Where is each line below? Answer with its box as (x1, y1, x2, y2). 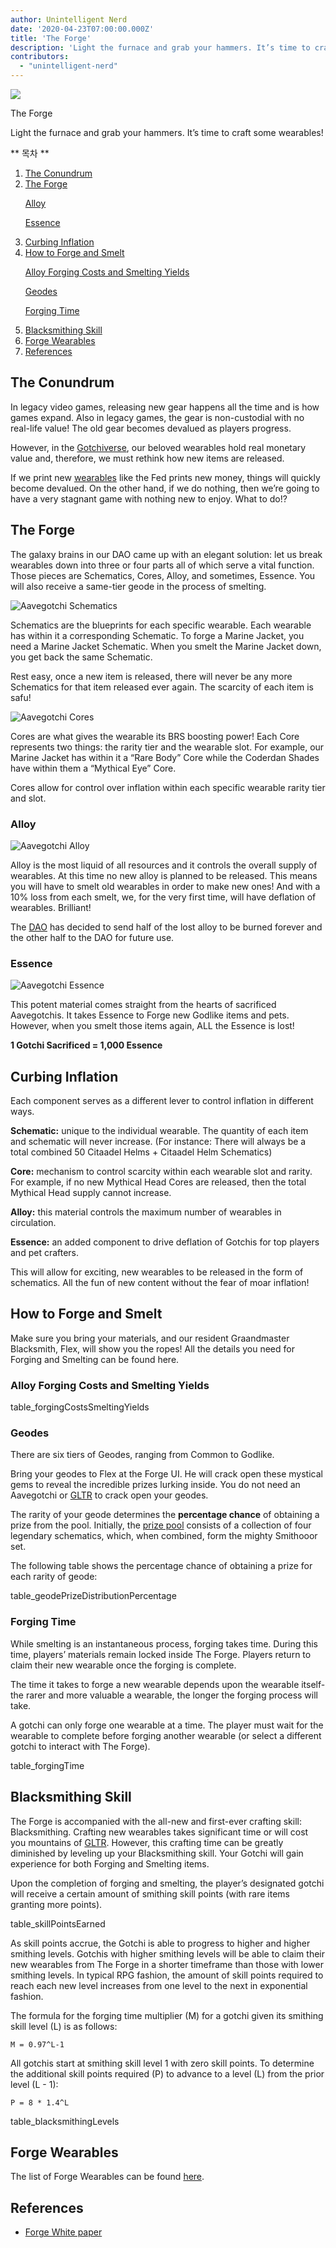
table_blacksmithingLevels (10, 2115, 120, 2127)
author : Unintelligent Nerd (10, 14, 128, 25)
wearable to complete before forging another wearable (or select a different (10, 1729, 322, 1741)
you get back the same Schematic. (10, 651, 153, 663)
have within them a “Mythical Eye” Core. (10, 762, 177, 774)
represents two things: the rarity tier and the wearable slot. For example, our (10, 741, 325, 753)
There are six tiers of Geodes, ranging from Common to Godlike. (10, 1449, 275, 1461)
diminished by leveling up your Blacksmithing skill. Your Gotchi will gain (10, 1847, 304, 1859)
